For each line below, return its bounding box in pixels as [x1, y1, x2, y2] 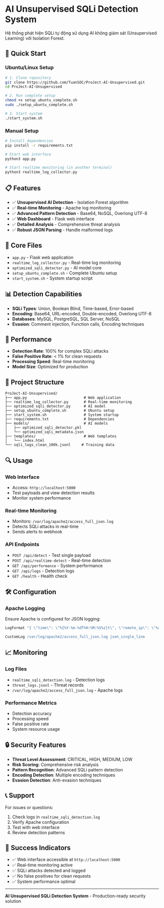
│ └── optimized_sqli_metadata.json [5, 430, 84, 434]
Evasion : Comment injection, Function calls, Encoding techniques [12, 321, 144, 327]
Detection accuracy [12, 710, 52, 716]
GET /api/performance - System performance [12, 562, 103, 569]
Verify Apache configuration [12, 819, 69, 825]
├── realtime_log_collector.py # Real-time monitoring [5, 400, 132, 405]
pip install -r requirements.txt [5, 143, 73, 148]
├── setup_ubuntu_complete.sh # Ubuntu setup [5, 408, 115, 413]
